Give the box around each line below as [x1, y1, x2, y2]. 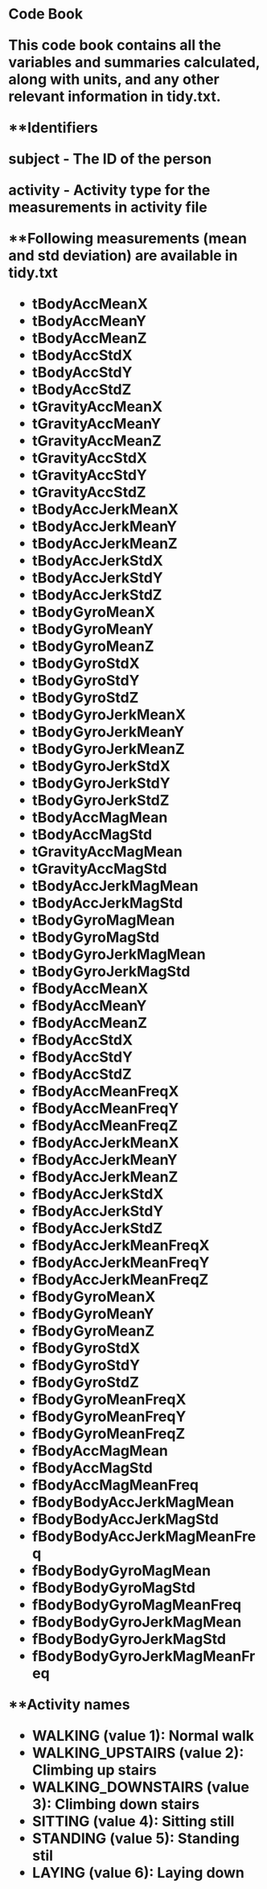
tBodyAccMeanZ [31, 329, 147, 347]
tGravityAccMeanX [31, 398, 163, 416]
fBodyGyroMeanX [31, 1288, 156, 1306]
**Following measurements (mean [8, 230, 248, 248]
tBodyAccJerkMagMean [31, 877, 199, 895]
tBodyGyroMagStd [31, 928, 160, 947]
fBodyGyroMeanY [31, 1305, 154, 1324]
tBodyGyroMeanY [31, 620, 154, 639]
